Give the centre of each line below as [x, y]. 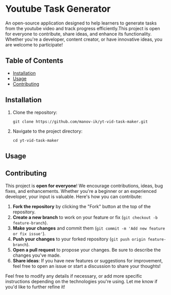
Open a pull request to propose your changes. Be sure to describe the [87, 250]
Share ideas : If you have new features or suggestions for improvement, [88, 260]
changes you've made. [37, 255]
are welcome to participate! [34, 44]
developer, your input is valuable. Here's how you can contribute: [74, 196]
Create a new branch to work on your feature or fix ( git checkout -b [85, 217]
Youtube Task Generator [58, 9]
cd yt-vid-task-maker [35, 140]
